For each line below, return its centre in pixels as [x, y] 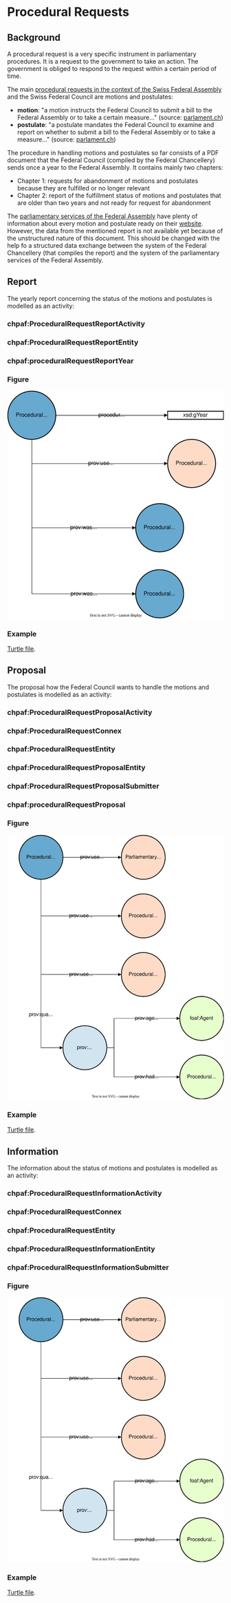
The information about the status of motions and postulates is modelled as [112, 1168]
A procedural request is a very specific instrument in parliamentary [102, 54]
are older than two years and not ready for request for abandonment [114, 203]
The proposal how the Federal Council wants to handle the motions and [108, 687]
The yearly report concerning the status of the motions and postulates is [110, 298]
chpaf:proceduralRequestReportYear [70, 361]
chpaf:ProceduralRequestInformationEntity [81, 1248]
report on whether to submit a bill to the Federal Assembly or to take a [116, 132]
